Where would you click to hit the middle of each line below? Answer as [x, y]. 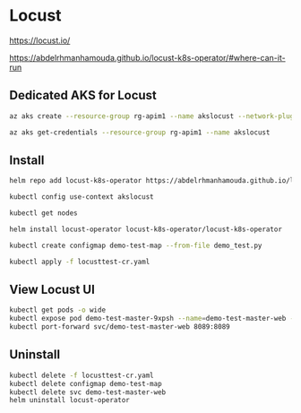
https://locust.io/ [40, 40]
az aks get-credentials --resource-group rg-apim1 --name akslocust [140, 132]
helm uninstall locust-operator [69, 400]
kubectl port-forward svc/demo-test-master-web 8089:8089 [120, 327]
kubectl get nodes [43, 213]
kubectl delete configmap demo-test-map [86, 383]
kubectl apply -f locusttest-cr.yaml [80, 262]
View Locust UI [52, 289]
